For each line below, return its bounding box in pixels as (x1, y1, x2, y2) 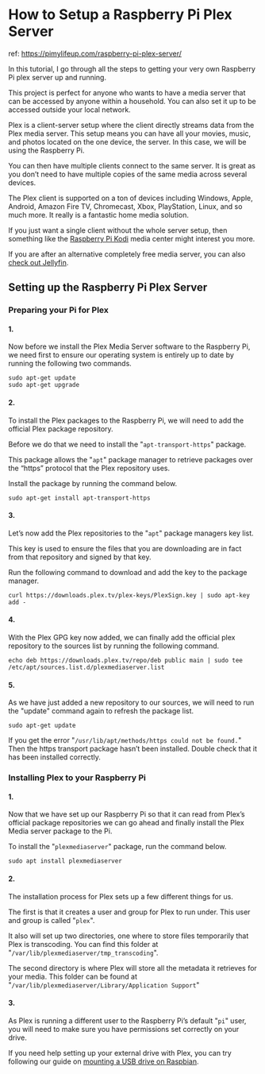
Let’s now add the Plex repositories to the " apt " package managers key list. (8, 528, 254, 538)
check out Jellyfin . (8, 257, 69, 267)
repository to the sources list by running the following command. (8, 641, 220, 651)
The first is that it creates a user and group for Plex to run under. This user (8, 907, 251, 917)
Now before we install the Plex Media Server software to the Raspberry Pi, (8, 342, 251, 351)
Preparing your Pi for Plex (8, 304, 109, 315)
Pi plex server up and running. (8, 72, 107, 82)
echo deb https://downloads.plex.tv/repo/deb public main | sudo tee (8, 657, 244, 665)
